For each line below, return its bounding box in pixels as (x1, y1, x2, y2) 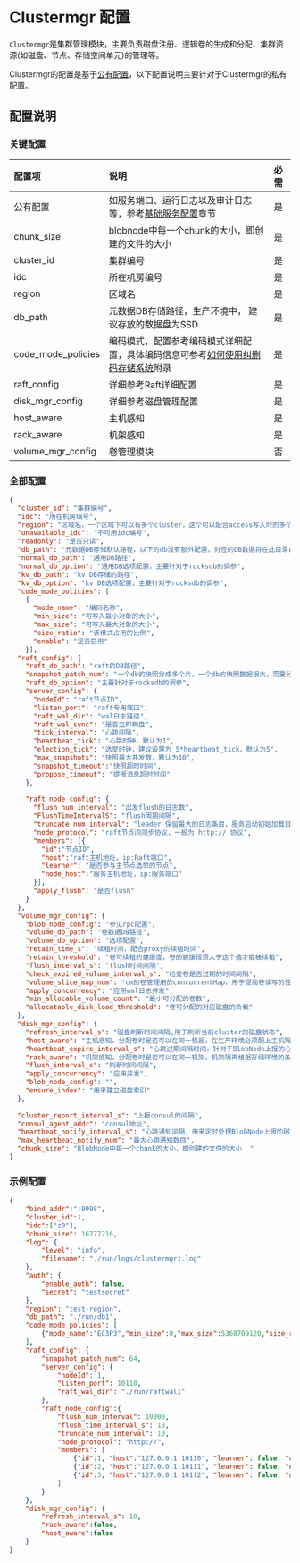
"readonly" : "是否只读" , (17, 537, 104, 546)
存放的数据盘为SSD (117, 318, 199, 330)
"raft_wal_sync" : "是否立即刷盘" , (32, 720, 154, 729)
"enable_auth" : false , (41, 1279, 126, 1288)
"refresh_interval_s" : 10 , (41, 1512, 142, 1521)
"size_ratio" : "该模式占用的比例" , (32, 628, 154, 637)
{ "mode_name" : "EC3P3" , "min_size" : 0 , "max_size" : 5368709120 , (41, 1329, 266, 1338)
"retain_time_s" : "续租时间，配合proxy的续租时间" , (25, 945, 205, 954)
